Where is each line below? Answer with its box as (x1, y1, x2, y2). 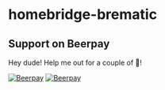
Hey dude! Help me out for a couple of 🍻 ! (8, 58, 143, 67)
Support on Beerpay (8, 37, 110, 51)
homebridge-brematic (8, 6, 157, 24)
